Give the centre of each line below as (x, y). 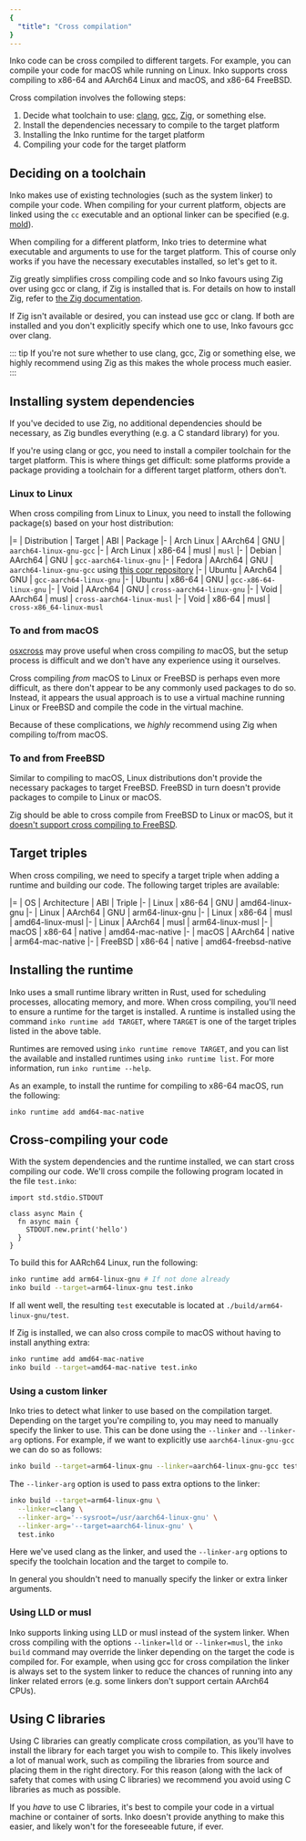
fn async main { (48, 1222)
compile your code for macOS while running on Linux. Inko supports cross (149, 70)
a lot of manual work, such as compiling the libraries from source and (139, 1761)
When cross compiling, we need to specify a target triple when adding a (144, 875)
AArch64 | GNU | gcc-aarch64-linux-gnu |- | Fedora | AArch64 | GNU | (141, 560)
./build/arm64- (255, 1306)
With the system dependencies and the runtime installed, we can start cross (152, 1162)
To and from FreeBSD (57, 758)
